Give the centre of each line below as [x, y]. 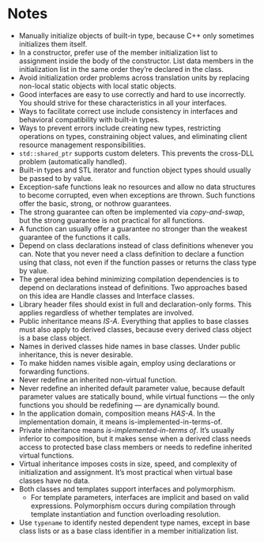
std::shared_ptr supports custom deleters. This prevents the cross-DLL [136, 153]
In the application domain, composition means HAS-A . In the [117, 413]
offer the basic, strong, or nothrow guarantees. [95, 203]
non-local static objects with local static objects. [98, 86]
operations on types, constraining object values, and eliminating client [133, 136]
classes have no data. [54, 480]
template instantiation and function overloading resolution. [126, 514]
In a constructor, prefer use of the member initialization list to [118, 52]
